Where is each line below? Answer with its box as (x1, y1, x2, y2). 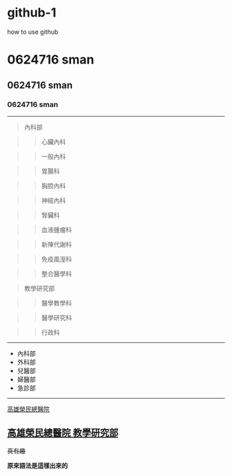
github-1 (7, 5, 57, 21)
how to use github (7, 28, 59, 36)
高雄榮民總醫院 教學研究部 (7, 427, 119, 439)
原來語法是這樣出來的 (7, 461, 68, 470)
